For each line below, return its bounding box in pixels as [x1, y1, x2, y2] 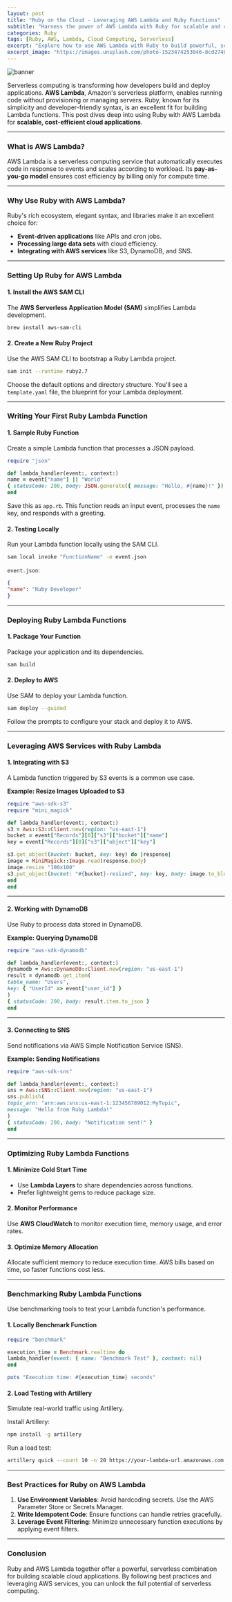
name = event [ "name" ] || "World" [7, 476, 104, 483]
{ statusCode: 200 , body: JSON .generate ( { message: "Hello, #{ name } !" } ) [7, 482, 224, 490]
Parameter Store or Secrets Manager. [17, 1503, 124, 1511]
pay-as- [194, 165, 217, 173]
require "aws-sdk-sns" [7, 1068, 72, 1075]
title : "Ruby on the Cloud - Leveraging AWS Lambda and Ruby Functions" [7, 17, 221, 24]
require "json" [7, 457, 51, 464]
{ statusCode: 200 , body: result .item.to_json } [7, 998, 150, 1005]
